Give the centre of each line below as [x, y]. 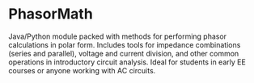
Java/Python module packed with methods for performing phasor [118, 36]
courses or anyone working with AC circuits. [82, 70]
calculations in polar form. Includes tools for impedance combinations [125, 44]
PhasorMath [51, 14]
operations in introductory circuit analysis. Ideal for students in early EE [127, 62]
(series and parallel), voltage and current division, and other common [124, 53]
